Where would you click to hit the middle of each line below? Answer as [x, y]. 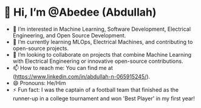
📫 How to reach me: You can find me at [63, 68]
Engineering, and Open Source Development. [69, 35]
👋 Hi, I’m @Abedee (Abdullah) [80, 12]
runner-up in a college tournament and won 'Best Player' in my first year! [104, 98]
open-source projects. [41, 48]
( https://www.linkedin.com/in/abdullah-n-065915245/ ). [81, 76]
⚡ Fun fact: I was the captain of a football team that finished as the [96, 89]
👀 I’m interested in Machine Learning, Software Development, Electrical [101, 29]
